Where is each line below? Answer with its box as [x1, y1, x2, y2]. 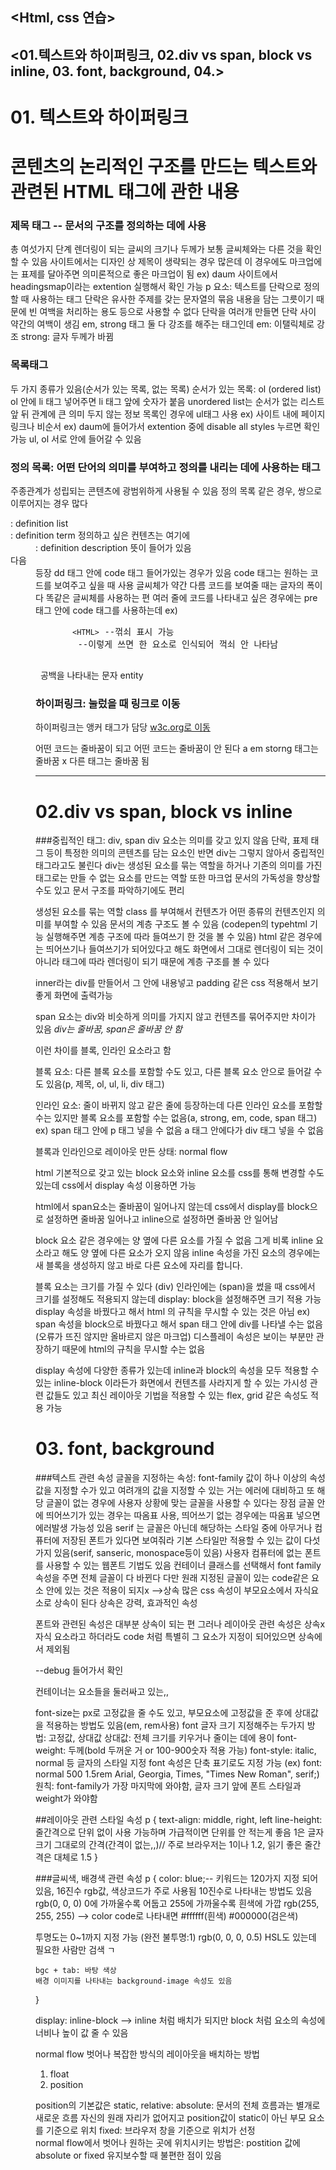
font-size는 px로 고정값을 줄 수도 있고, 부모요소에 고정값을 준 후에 [35, 1707, 293, 1719]
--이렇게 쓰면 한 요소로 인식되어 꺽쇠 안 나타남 [77, 639, 279, 650]
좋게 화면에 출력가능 [35, 989, 113, 1002]
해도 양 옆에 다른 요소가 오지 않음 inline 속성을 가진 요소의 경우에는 [61, 1247, 321, 1259]
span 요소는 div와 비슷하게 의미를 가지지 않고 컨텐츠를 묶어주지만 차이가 [35, 1011, 317, 1023]
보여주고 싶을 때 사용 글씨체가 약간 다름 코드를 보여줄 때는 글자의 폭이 [53, 579, 323, 592]
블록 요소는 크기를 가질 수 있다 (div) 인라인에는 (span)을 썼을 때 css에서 [35, 1281, 316, 1293]
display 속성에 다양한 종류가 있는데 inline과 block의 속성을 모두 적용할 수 [35, 1364, 320, 1377]
